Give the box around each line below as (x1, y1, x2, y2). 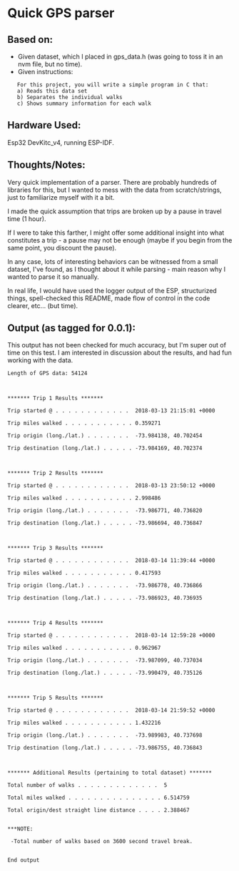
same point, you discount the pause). (7, 243, 117, 252)
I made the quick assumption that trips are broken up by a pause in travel (7, 207, 223, 215)
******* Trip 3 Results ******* (7, 544, 103, 552)
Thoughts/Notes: (7, 159, 86, 171)
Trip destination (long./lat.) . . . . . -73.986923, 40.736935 (7, 594, 203, 602)
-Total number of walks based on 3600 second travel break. (10, 838, 193, 845)
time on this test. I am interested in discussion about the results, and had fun (7, 348, 232, 357)
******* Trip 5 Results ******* (7, 694, 103, 702)
